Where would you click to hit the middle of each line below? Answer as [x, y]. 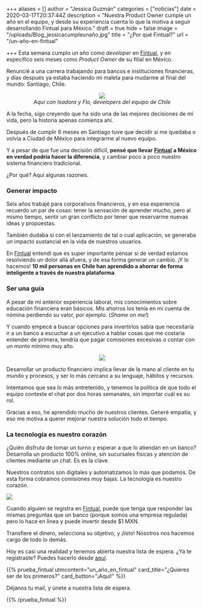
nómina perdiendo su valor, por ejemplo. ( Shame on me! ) [77, 315]
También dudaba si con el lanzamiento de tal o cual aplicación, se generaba [101, 235]
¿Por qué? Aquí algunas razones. [48, 175]
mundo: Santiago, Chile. [36, 84]
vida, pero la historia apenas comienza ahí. [60, 120]
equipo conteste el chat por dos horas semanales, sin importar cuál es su [98, 394]
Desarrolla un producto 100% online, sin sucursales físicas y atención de [97, 454]
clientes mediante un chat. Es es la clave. [58, 460]
